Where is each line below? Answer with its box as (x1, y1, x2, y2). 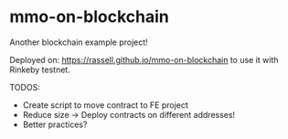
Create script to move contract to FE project (22, 99, 189, 111)
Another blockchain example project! (9, 37, 148, 48)
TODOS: (9, 81, 41, 92)
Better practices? (22, 119, 88, 130)
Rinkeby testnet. (9, 64, 70, 75)
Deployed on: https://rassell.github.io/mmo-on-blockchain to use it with (9, 54, 279, 65)
